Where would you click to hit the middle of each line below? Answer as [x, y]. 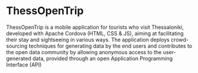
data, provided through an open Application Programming [103, 58]
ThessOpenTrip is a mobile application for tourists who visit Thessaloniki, [95, 27]
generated [19, 58]
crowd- [180, 39]
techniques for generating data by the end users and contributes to [111, 46]
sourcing [17, 46]
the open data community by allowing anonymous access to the [84, 52]
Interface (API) [24, 64]
